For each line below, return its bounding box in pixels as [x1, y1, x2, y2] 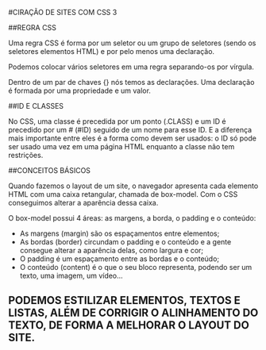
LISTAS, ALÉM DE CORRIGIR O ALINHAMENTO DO [8, 306, 259, 320]
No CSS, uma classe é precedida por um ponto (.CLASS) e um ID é [8, 117, 226, 126]
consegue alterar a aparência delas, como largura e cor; [19, 246, 204, 255]
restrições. [8, 151, 44, 160]
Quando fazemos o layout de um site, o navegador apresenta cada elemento [8, 181, 259, 190]
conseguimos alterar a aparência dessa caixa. [8, 198, 159, 207]
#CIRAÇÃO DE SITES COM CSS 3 [8, 8, 118, 17]
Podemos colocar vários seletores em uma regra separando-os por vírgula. [8, 62, 254, 71]
